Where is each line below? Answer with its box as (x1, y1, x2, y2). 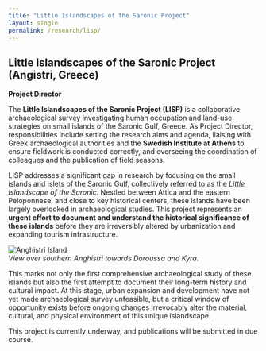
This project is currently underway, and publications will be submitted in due (8, 326, 258, 336)
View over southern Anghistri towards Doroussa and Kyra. (8, 253, 199, 263)
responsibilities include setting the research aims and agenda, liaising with (8, 130, 252, 140)
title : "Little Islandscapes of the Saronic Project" (8, 11, 191, 20)
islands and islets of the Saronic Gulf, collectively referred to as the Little (8, 179, 245, 189)
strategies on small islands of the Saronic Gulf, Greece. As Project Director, (8, 121, 253, 131)
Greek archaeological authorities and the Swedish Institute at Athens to (8, 138, 245, 148)
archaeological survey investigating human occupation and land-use (8, 113, 233, 123)
